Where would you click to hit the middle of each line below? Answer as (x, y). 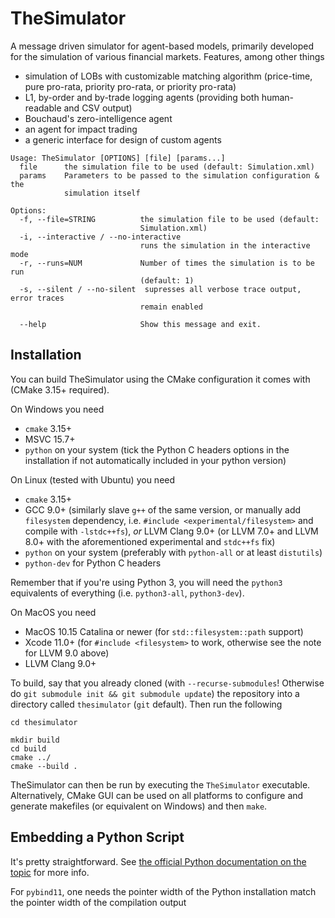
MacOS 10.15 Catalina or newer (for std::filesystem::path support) (164, 631)
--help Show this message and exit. (140, 324)
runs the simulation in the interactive (225, 245)
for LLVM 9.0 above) (67, 653)
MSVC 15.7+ (50, 439)
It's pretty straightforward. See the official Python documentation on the (158, 861)
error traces (37, 298)
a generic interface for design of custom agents (123, 139)
